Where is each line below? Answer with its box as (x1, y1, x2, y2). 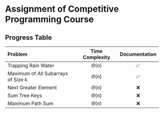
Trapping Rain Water (7, 62, 55, 69)
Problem (7, 51, 28, 57)
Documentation (119, 51, 157, 57)
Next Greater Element (7, 84, 57, 91)
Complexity (82, 54, 111, 61)
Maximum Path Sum (7, 100, 54, 107)
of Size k (7, 76, 28, 83)
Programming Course (5, 14, 94, 25)
